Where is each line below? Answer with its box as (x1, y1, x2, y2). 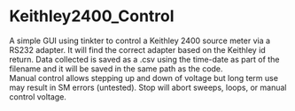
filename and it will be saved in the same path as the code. (9, 63, 223, 74)
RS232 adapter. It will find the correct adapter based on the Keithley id (9, 44, 266, 55)
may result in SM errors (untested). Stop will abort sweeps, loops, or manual (9, 82, 287, 92)
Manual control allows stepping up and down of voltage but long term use (9, 72, 279, 83)
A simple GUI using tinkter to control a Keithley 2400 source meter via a (9, 35, 271, 46)
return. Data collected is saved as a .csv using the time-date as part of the (9, 54, 280, 64)
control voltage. (9, 91, 66, 102)
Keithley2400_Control (9, 6, 175, 26)
